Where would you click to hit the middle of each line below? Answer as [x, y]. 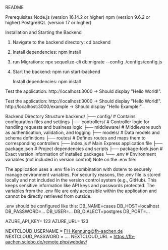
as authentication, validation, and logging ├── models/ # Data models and [82, 132]
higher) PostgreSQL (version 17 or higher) [48, 23]
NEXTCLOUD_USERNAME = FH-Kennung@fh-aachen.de [64, 231]
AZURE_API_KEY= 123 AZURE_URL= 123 [47, 221]
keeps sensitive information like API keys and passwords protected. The [80, 185]
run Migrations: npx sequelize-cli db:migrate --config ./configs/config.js [87, 62]
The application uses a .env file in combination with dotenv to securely [79, 169]
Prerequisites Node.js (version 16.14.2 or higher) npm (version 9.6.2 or [78, 17]
